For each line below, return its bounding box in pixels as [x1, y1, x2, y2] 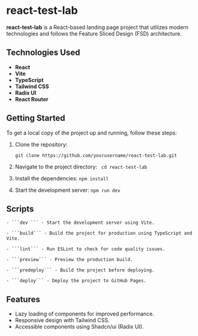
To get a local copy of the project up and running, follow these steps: [6, 129, 178, 136]
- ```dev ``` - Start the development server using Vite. [6, 220, 155, 226]
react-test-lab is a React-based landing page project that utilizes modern [6, 24, 188, 31]
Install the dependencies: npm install [14, 174, 109, 182]
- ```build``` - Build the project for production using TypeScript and [6, 230, 193, 236]
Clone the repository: [14, 141, 68, 148]
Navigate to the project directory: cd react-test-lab [14, 163, 147, 170]
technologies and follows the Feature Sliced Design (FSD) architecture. [6, 30, 182, 37]
